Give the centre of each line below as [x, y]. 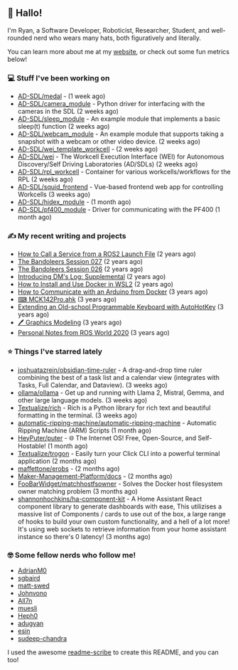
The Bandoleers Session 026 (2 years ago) [80, 269]
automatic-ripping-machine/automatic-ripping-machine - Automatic [117, 422]
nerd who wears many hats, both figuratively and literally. [117, 38]
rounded [20, 38]
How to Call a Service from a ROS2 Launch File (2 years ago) [107, 254]
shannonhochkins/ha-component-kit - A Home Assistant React [110, 499]
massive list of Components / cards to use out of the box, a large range [121, 514]
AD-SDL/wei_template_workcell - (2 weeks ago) [88, 149]
